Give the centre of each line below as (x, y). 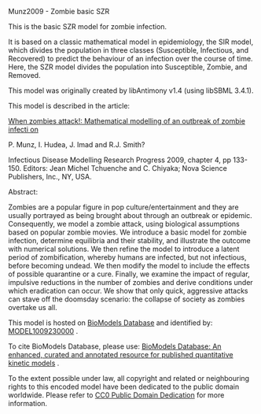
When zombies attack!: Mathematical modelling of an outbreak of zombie (127, 121)
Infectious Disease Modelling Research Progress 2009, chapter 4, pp (120, 160)
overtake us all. (33, 307)
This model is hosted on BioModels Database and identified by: (110, 323)
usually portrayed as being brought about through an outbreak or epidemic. (130, 215)
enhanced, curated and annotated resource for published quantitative (121, 355)
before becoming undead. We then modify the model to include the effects (129, 266)
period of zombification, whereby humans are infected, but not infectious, (127, 257)
